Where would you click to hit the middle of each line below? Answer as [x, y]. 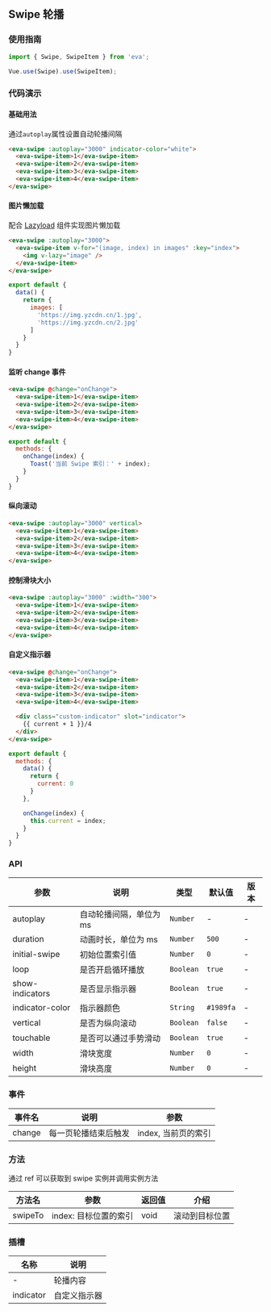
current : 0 [56, 784]
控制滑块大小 [29, 580]
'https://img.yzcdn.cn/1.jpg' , [90, 315]
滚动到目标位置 [202, 1216]
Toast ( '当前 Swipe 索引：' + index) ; [90, 464]
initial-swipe [36, 954]
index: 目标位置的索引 [92, 1216]
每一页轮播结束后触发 [90, 1133]
